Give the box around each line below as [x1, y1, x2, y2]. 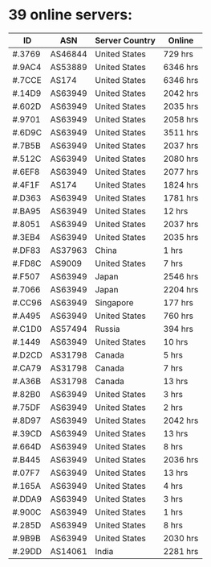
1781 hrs [163, 192, 199, 203]
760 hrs [163, 310, 194, 321]
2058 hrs [163, 114, 199, 125]
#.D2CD [12, 349, 43, 360]
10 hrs [163, 336, 189, 347]
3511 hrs [163, 126, 199, 138]
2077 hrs [163, 166, 199, 177]
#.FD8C [12, 258, 42, 269]
